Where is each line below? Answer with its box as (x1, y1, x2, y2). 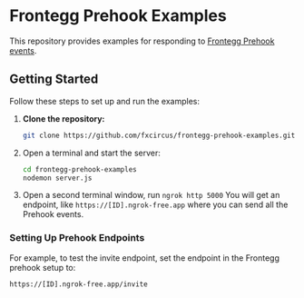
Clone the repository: (22, 113, 105, 124)
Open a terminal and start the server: (22, 147, 162, 158)
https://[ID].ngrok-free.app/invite (9, 279, 148, 289)
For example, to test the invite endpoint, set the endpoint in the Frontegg (9, 252, 279, 263)
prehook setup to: (9, 262, 76, 273)
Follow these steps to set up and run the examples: (9, 95, 200, 106)
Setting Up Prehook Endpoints (9, 232, 145, 244)
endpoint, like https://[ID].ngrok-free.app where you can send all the (22, 199, 289, 210)
